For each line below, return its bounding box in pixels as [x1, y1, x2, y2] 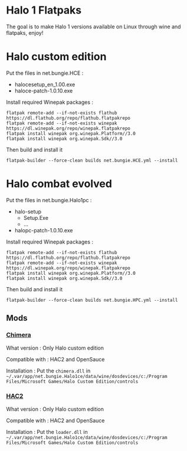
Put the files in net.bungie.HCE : [6, 69, 84, 77]
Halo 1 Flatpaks [6, 4, 81, 17]
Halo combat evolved [6, 177, 112, 190]
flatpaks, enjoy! [6, 29, 44, 36]
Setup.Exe [23, 214, 49, 221]
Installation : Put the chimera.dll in [6, 367, 91, 374]
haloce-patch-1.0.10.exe [14, 87, 73, 94]
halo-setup [14, 208, 42, 215]
